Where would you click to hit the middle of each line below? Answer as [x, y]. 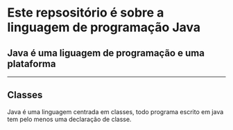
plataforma [32, 64]
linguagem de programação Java [104, 27]
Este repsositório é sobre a [86, 13]
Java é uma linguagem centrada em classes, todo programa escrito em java [115, 111]
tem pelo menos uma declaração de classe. [69, 119]
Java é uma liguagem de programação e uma [106, 53]
